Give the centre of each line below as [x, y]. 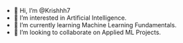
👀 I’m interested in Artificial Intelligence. [70, 18]
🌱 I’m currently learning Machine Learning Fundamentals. [95, 25]
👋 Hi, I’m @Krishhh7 [42, 11]
